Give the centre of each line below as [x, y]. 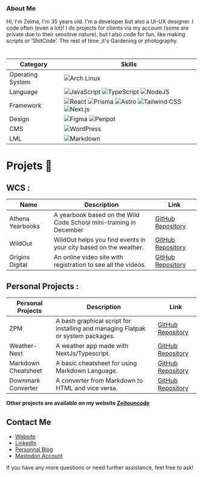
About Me [21, 8]
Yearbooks [25, 226]
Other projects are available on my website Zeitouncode [78, 403]
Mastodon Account [39, 456]
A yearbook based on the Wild [97, 215]
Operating [24, 75]
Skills [129, 65]
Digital [18, 265]
